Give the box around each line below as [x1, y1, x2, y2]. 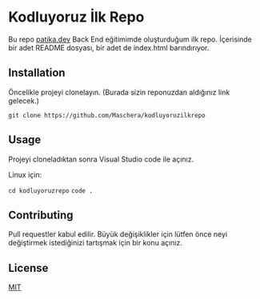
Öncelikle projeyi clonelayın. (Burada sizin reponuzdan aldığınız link [8, 87, 230, 97]
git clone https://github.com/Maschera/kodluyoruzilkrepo [8, 111, 206, 119]
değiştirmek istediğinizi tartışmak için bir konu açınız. [8, 238, 182, 248]
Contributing [8, 208, 74, 221]
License [8, 261, 49, 275]
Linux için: [8, 169, 42, 179]
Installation [8, 66, 66, 80]
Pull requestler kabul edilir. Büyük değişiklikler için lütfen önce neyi [8, 229, 228, 239]
